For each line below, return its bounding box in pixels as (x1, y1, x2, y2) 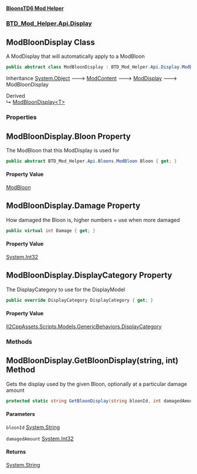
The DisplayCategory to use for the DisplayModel (6, 286, 125, 293)
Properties (6, 113, 37, 121)
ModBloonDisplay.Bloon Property (6, 131, 131, 141)
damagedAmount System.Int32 (6, 435, 74, 442)
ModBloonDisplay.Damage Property (6, 201, 141, 211)
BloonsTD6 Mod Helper (6, 5, 64, 12)
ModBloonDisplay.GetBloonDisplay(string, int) (6, 356, 179, 366)
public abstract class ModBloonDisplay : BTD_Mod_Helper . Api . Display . (6, 64, 182, 70)
